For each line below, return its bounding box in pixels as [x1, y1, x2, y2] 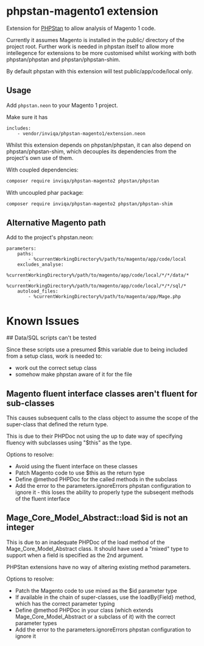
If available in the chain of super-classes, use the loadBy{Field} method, [15, 593, 196, 601]
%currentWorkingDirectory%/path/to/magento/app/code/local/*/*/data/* [6, 272, 189, 278]
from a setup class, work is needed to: [6, 352, 102, 360]
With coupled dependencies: [6, 166, 79, 173]
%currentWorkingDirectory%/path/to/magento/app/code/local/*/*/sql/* [6, 283, 187, 289]
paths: [17, 251, 34, 257]
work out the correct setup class [15, 365, 97, 372]
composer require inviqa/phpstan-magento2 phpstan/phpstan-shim [6, 200, 173, 207]
